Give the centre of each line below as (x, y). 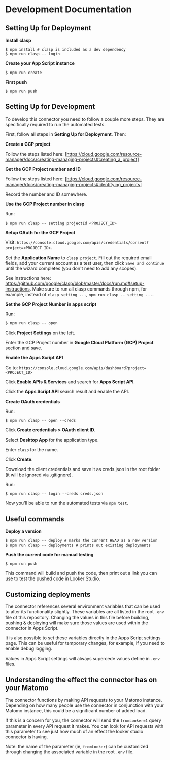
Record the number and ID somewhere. (46, 194)
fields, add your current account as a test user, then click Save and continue (85, 263)
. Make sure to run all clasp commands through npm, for (88, 289)
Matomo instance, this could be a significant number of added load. (76, 711)
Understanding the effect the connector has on (81, 680)
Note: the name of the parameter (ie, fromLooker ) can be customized (77, 747)
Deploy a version (23, 531)
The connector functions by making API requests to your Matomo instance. (84, 700)
